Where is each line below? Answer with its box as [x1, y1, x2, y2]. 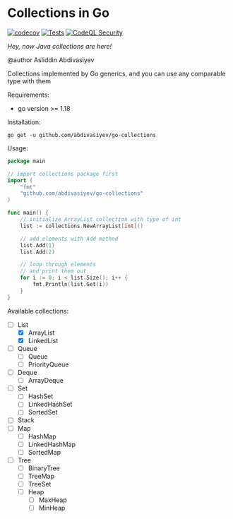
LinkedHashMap [28, 440, 76, 448]
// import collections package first [7, 170, 119, 177]
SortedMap [28, 448, 61, 456]
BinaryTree [28, 464, 60, 472]
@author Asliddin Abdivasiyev [7, 55, 95, 64]
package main [7, 157, 46, 165]
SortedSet [28, 408, 58, 417]
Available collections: [7, 306, 69, 315]
